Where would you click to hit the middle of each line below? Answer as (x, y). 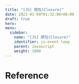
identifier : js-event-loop (42, 42)
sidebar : (19, 33)
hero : (11, 23)
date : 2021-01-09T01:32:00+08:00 (40, 14)
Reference (27, 75)
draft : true (17, 19)
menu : (11, 28)
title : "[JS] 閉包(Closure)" (35, 10)
